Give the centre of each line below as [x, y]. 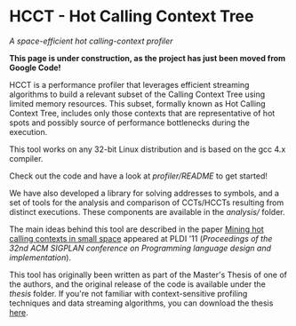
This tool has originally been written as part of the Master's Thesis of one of [148, 274]
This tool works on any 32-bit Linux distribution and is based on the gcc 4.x [148, 149]
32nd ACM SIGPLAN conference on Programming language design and [140, 248]
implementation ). [40, 257]
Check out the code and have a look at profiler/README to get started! [139, 176]
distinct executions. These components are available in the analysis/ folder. [148, 211]
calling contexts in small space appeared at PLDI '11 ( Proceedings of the [141, 238]
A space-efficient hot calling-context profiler [91, 41]
